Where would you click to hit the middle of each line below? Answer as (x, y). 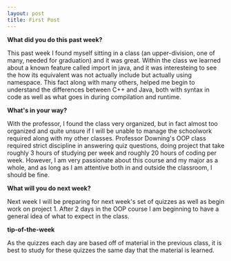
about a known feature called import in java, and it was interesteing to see (112, 67)
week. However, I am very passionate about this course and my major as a (113, 160)
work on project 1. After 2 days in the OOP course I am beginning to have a (113, 209)
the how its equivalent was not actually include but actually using (99, 75)
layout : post (26, 13)
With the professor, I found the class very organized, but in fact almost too (113, 123)
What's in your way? (37, 110)
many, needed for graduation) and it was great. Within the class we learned (114, 60)
